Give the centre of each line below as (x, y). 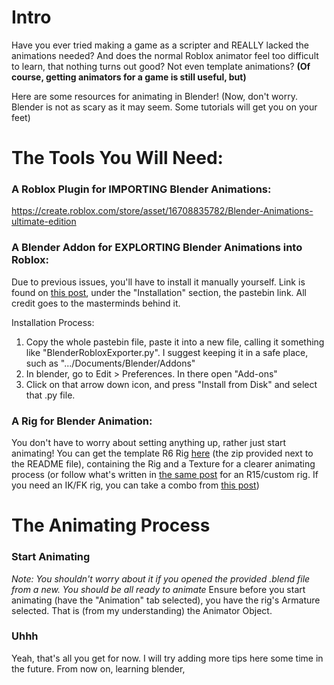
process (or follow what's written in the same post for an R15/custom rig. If (165, 475)
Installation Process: (53, 322)
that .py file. (50, 395)
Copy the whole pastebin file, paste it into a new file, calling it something (175, 342)
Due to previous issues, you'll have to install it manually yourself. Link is (158, 282)
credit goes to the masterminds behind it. (96, 303)
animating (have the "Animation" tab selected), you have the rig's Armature (166, 600)
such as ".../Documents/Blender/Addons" (110, 363)
